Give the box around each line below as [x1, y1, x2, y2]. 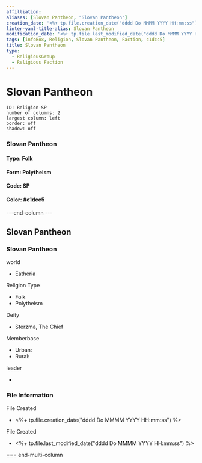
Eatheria [14, 270, 36, 277]
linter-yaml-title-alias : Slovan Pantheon [6, 25, 114, 32]
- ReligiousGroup [11, 54, 55, 60]
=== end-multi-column [6, 452, 63, 459]
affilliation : [6, 8, 42, 15]
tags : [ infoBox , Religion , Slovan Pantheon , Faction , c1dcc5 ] [6, 37, 165, 43]
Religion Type [6, 282, 40, 289]
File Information [6, 391, 54, 399]
